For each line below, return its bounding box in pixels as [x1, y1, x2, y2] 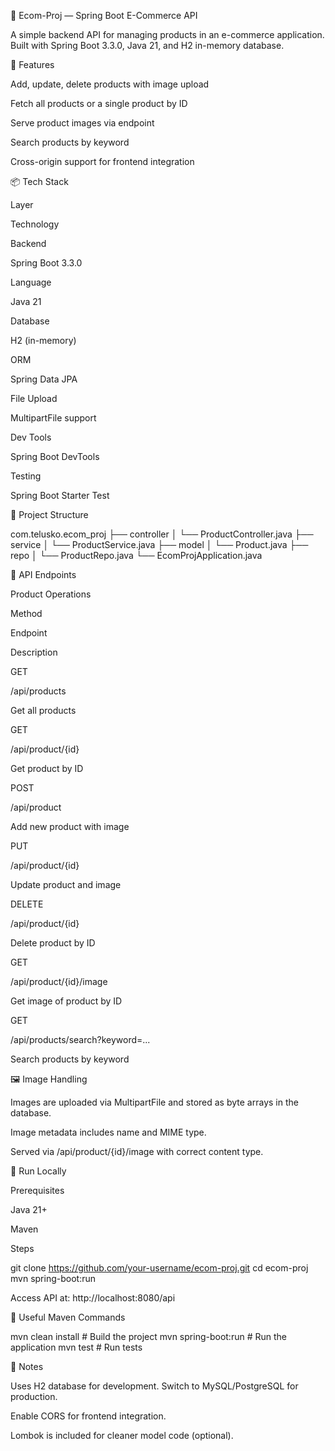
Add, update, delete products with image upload [10, 78, 210, 90]
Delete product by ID [10, 937, 96, 949]
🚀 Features [10, 59, 55, 70]
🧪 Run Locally [10, 1165, 67, 1177]
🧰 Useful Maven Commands [10, 1311, 126, 1323]
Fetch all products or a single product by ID [10, 98, 188, 109]
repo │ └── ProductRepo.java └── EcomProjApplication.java [10, 550, 263, 561]
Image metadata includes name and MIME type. [10, 1126, 207, 1138]
